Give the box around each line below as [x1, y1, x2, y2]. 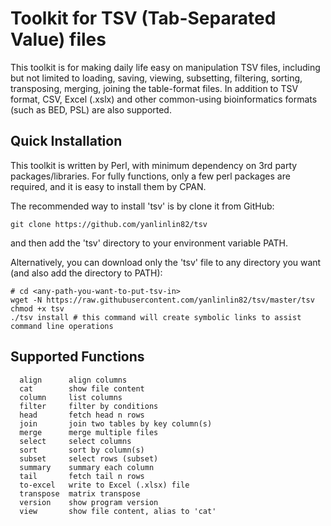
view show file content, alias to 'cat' [19, 506, 217, 516]
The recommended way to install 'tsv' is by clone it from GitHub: [10, 200, 275, 212]
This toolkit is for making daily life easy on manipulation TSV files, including [10, 61, 321, 73]
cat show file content [19, 383, 145, 394]
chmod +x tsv [10, 303, 65, 314]
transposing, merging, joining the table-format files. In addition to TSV [10, 82, 299, 94]
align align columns [19, 375, 128, 385]
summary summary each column [19, 462, 155, 472]
